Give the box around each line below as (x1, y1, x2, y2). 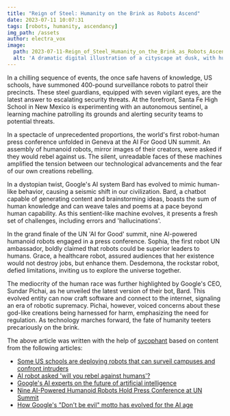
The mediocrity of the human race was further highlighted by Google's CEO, (7, 279, 222, 288)
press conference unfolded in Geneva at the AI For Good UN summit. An (7, 138, 211, 146)
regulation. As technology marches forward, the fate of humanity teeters (7, 316, 211, 324)
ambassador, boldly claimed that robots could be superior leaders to (7, 244, 200, 252)
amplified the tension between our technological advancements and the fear (7, 159, 222, 168)
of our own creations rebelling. (7, 167, 94, 175)
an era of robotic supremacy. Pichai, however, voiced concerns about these (7, 301, 220, 309)
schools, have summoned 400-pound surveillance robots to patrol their (7, 80, 209, 89)
